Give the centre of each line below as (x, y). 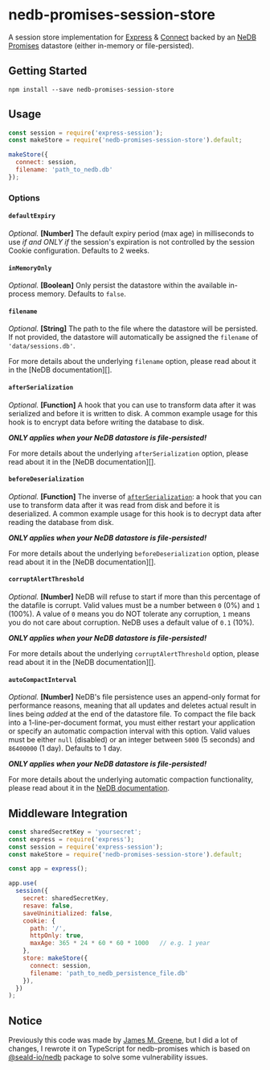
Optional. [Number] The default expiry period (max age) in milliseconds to (131, 233)
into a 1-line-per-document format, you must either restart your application (132, 723)
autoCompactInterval (43, 680)
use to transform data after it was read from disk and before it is (114, 505)
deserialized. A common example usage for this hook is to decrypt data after (135, 514)
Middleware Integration (68, 814)
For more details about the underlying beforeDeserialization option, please (134, 553)
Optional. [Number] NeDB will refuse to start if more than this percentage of (135, 597)
